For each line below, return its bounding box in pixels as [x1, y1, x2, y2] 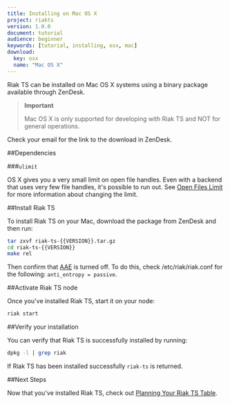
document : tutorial [7, 29, 64, 37]
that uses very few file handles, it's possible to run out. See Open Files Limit [7, 182, 223, 191]
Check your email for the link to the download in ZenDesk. [7, 135, 173, 144]
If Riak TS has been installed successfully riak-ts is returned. [7, 362, 183, 370]
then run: [7, 224, 33, 232]
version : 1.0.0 [7, 23, 51, 30]
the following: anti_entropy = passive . [7, 270, 117, 278]
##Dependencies [7, 148, 57, 157]
